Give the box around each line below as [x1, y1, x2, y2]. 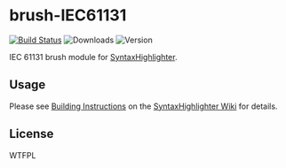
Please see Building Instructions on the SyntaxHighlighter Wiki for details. [9, 101, 278, 111]
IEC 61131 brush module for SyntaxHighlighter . [9, 51, 178, 62]
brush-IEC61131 [9, 5, 127, 26]
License [9, 126, 54, 141]
